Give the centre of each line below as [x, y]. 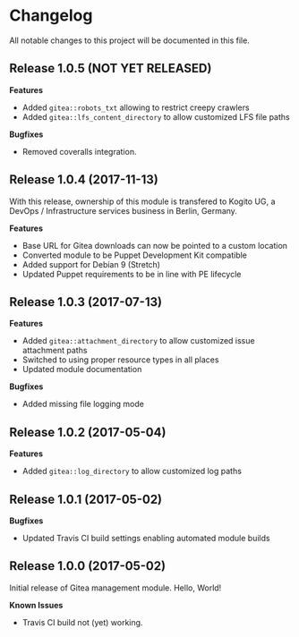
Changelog [51, 16]
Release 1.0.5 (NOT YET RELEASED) [111, 68]
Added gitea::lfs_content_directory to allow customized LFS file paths [156, 116]
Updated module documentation [82, 369]
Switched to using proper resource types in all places [120, 360]
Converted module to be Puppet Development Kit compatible [135, 255]
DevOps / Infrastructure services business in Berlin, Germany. [123, 210]
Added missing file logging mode [83, 404]
